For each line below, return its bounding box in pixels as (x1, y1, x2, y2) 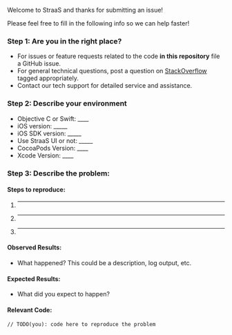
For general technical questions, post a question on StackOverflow (17, 67, 207, 75)
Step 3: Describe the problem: (7, 169, 110, 178)
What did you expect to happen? (17, 290, 110, 298)
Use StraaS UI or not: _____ (17, 136, 93, 144)
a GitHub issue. (17, 59, 61, 68)
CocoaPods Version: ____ (17, 144, 88, 152)
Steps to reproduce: (7, 186, 66, 194)
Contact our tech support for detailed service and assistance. (17, 82, 193, 90)
